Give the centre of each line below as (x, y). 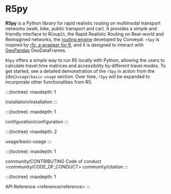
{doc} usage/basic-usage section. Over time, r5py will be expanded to (78, 76)
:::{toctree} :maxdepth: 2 (31, 132)
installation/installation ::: (31, 102)
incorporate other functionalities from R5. (49, 82)
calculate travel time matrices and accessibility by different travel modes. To (85, 66)
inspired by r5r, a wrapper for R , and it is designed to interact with (74, 45)
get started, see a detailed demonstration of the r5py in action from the (80, 71)
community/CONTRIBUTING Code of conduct (53, 161)
